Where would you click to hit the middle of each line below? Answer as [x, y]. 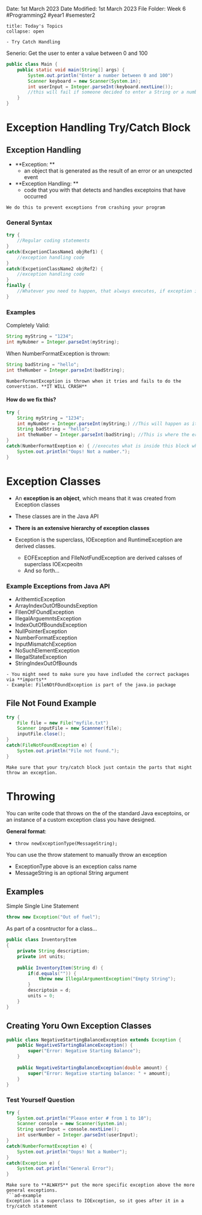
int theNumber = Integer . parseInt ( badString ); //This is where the [103, 435]
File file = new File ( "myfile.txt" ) [63, 723]
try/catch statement [32, 1206]
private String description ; [54, 951]
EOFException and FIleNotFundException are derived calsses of [103, 558]
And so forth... [42, 570]
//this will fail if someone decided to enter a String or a [106, 92]
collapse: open [25, 31]
